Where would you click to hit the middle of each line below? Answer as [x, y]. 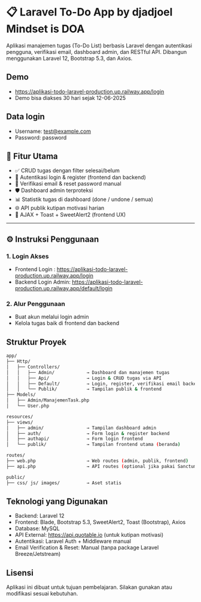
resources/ [20, 416]
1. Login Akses [28, 256]
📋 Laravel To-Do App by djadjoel [89, 12]
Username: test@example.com [53, 131]
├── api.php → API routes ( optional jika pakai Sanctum [101, 466]
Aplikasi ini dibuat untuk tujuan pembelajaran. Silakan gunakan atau [89, 587]
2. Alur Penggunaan [36, 303]
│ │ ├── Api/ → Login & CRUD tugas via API [84, 378]
